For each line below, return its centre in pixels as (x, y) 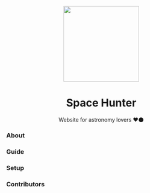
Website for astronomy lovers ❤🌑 (101, 119)
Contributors (26, 184)
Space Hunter (101, 103)
